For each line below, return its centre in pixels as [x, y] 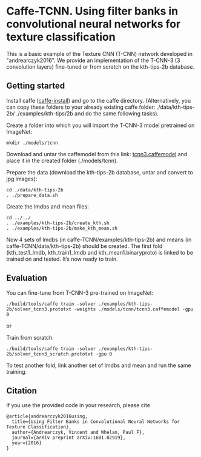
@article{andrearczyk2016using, [47, 417]
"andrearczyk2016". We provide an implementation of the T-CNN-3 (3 [93, 60]
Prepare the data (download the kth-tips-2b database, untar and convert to [100, 172]
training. [17, 371]
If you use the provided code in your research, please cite [78, 405]
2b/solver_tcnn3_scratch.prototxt [50, 354]
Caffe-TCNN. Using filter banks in [92, 11]
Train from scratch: [30, 337]
